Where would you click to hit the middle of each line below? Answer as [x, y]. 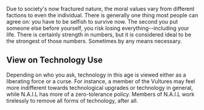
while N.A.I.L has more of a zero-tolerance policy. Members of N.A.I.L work [100, 94]
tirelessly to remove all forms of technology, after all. [72, 100]
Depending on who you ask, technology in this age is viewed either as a [96, 75]
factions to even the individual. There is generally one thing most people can [102, 15]
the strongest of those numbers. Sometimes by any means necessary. [94, 41]
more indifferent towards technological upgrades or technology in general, [100, 88]
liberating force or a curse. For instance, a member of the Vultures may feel [101, 81]
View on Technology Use [55, 60]
